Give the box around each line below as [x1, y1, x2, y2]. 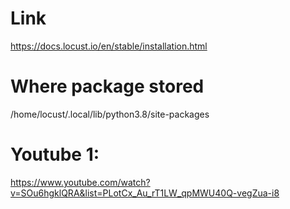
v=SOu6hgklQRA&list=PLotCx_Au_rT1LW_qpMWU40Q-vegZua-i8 [10, 187, 280, 199]
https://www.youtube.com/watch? [10, 176, 151, 188]
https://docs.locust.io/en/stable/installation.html [10, 40, 208, 52]
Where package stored [10, 75, 205, 98]
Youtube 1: [10, 143, 100, 166]
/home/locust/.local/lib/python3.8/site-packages [10, 108, 210, 120]
